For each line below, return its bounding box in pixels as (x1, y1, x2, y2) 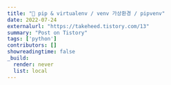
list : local (13, 67, 48, 74)
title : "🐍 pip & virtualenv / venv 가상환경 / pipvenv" (7, 10, 165, 17)
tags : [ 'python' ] (7, 36, 57, 42)
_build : (7, 55, 30, 62)
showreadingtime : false (7, 49, 76, 56)
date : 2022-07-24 (7, 16, 57, 23)
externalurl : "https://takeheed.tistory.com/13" (7, 23, 150, 29)
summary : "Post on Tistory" (7, 29, 88, 36)
